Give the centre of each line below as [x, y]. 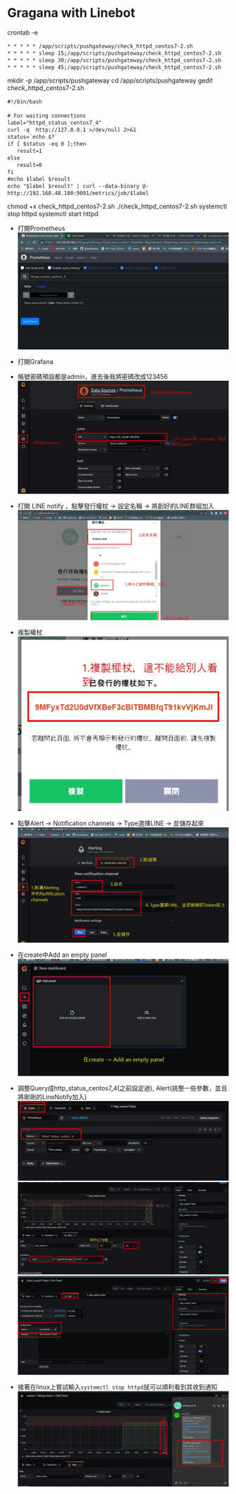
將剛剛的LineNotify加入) [52, 1097]
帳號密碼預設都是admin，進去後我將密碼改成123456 [93, 377]
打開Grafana [35, 362]
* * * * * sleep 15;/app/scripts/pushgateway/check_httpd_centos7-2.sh [114, 53]
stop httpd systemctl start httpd [53, 213]
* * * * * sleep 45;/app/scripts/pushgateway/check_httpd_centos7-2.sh [114, 67]
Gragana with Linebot [71, 13]
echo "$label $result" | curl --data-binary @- [78, 186]
